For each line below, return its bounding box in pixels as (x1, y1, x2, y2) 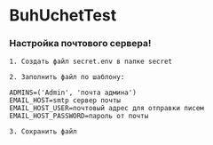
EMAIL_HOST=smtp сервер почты (9, 96, 122, 105)
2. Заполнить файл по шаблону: (9, 73, 125, 82)
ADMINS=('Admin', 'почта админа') (9, 88, 138, 98)
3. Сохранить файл (9, 127, 77, 136)
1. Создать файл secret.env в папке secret (9, 57, 173, 67)
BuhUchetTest (9, 5, 117, 26)
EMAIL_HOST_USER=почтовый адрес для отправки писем (9, 104, 204, 113)
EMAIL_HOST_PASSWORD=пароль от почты (9, 112, 149, 121)
